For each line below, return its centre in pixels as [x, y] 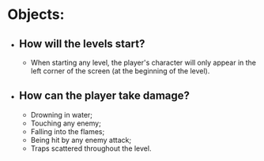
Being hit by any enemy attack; [81, 140]
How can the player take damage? [104, 96]
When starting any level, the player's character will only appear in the [143, 62]
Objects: [36, 15]
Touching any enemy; [66, 123]
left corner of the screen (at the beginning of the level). [120, 71]
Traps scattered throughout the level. [91, 148]
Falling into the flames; [68, 131]
